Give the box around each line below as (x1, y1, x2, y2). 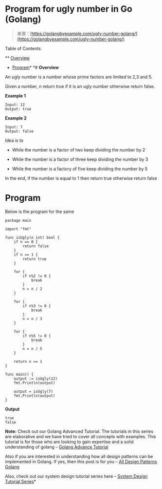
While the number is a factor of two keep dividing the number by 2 (12, 147, 145, 152)
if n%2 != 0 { (22, 274, 51, 278)
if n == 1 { (14, 252, 38, 257)
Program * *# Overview (12, 64, 59, 70)
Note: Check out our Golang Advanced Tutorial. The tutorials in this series (5, 428, 154, 434)
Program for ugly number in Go (5, 3, 133, 15)
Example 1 (5, 93, 26, 99)
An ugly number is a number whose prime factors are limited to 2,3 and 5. (5, 74, 153, 80)
